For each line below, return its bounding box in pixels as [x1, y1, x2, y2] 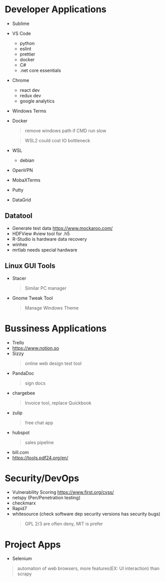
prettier [19, 51, 36, 57]
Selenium [12, 555, 32, 562]
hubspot [12, 429, 30, 436]
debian [19, 157, 35, 163]
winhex [12, 241, 28, 247]
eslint [19, 45, 32, 52]
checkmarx [12, 500, 36, 506]
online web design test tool [24, 360, 82, 366]
